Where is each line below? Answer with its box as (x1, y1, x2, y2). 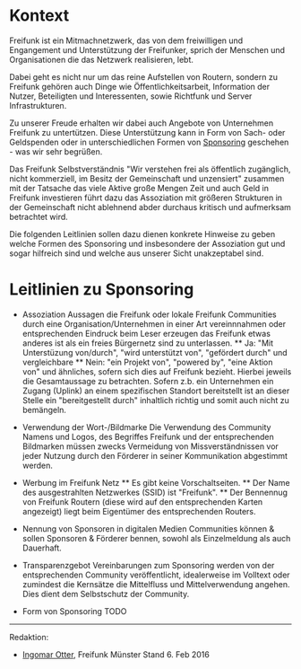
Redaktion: (9, 631, 49, 642)
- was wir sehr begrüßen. (9, 145, 103, 157)
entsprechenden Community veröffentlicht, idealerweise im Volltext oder (21, 569, 290, 580)
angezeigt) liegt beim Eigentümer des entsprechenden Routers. (21, 506, 256, 516)
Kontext (9, 5, 70, 26)
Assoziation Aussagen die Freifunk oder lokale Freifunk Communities (21, 309, 277, 320)
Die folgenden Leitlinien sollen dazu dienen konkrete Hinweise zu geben (9, 228, 276, 239)
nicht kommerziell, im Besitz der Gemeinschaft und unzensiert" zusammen (9, 172, 285, 184)
